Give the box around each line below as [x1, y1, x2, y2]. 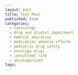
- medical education [9, 35, 52, 40]
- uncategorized [9, 58, 43, 63]
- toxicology [9, 26, 36, 31]
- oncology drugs [9, 48, 45, 53]
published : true [5, 16, 38, 21]
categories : [5, 21, 29, 26]
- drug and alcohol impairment [9, 30, 74, 35]
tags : [5, 62, 16, 67]
